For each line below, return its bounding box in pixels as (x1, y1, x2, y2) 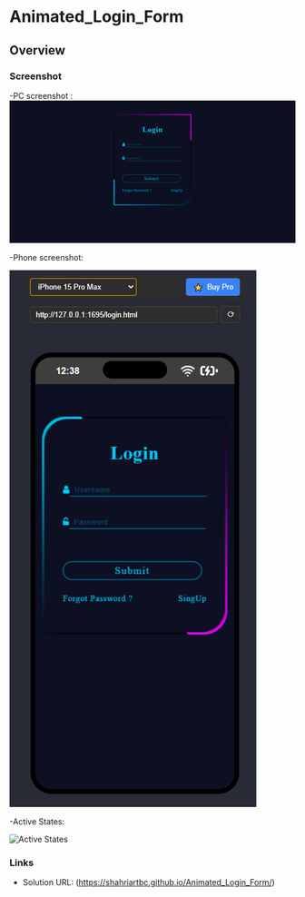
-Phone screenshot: (9, 251, 84, 262)
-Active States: (9, 815, 65, 827)
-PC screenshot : (9, 90, 74, 101)
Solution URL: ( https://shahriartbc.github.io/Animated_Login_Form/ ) (22, 877, 275, 888)
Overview (9, 43, 66, 58)
